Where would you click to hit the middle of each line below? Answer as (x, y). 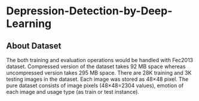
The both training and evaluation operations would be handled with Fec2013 (99, 60)
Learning (29, 24)
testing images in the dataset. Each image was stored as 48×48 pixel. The (97, 79)
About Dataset (34, 46)
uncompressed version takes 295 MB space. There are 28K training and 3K (99, 73)
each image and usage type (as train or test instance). (73, 92)
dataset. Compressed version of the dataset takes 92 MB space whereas (96, 66)
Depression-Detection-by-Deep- (89, 11)
